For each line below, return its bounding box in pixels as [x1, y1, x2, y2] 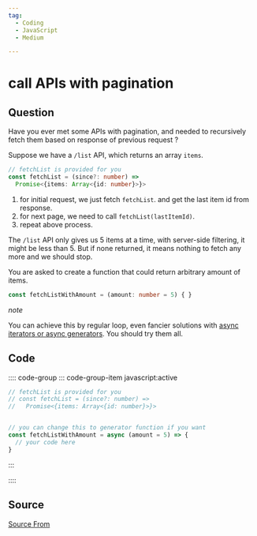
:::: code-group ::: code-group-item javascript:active [8, 373, 178, 382]
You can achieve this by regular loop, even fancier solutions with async [8, 320, 239, 330]
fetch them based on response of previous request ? [8, 135, 179, 144]
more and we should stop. [8, 252, 93, 261]
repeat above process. [19, 219, 93, 229]
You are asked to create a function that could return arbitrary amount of [8, 267, 240, 276]
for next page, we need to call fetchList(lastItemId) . [19, 211, 196, 221]
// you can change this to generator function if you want [8, 424, 207, 432]
